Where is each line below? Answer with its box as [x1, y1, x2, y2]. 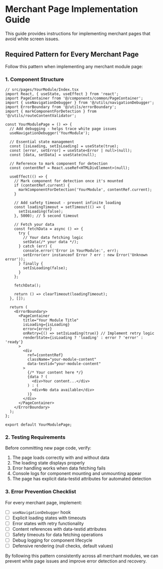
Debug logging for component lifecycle [12, 537, 93, 543]
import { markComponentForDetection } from [5, 109, 97, 114]
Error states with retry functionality [12, 520, 84, 526]
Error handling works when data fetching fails [12, 465, 106, 471]
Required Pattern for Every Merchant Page [5, 50, 139, 59]
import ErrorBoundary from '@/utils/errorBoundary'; [5, 104, 117, 110]
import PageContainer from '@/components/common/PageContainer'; [5, 96, 143, 101]
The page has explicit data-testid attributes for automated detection [12, 476, 152, 482]
